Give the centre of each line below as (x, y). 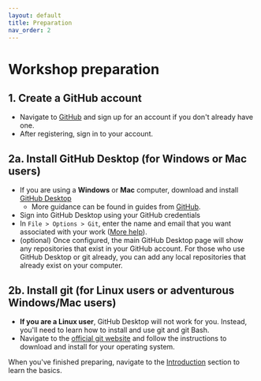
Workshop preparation (84, 69)
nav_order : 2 (30, 30)
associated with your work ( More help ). (83, 232)
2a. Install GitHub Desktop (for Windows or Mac (127, 159)
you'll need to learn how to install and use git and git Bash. (114, 330)
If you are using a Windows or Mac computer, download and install (129, 190)
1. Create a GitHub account (75, 98)
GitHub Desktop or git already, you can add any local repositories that (133, 257)
